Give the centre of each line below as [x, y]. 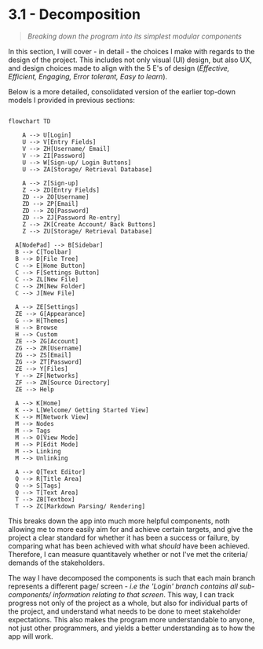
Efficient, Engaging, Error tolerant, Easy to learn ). [88, 76]
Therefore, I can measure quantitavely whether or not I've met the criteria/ [128, 554]
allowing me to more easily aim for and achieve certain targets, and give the [131, 529]
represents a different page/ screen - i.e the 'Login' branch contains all [123, 586]
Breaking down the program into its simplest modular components [134, 36]
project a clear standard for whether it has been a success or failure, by [124, 537]
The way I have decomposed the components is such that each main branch [132, 577]
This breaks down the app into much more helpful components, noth [119, 521]
